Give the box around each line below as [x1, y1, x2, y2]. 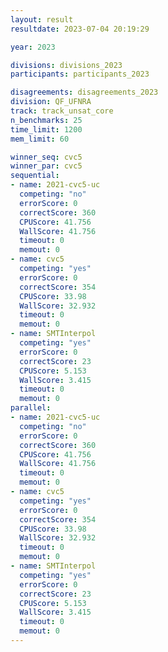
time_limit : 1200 [10, 124, 83, 135]
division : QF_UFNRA [10, 97, 92, 107]
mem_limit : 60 [10, 134, 70, 144]
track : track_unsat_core [10, 106, 114, 116]
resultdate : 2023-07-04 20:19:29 [10, 24, 150, 34]
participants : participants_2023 [10, 69, 150, 80]
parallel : [10, 403, 52, 413]
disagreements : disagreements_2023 [10, 87, 159, 98]
